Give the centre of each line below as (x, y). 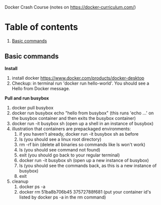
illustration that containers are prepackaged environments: (71, 129)
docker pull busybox (33, 107)
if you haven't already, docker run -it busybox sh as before (79, 134)
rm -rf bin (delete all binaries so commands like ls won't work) (82, 144)
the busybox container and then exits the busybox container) (74, 118)
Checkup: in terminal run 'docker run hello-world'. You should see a (80, 83)
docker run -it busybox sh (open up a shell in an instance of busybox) (82, 123)
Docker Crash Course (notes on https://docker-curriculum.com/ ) (70, 7)
